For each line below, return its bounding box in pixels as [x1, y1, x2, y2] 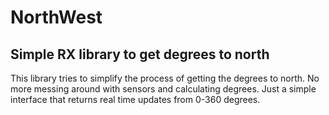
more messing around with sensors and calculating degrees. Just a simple [10, 83, 317, 95]
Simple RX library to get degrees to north [10, 46, 270, 63]
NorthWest [10, 6, 103, 29]
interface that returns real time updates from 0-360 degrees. [10, 94, 261, 105]
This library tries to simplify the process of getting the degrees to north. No [10, 72, 320, 84]
